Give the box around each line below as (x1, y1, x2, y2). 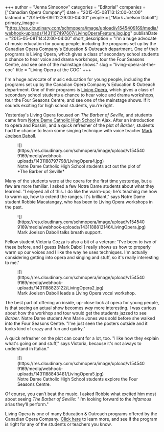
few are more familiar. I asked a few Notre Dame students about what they (5, 183, 155, 189)
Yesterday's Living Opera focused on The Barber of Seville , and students (5, 112, 152, 117)
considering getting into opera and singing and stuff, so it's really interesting (5, 255, 159, 260)
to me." (5, 260, 20, 265)
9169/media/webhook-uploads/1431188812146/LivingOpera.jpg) (17, 224, 146, 230)
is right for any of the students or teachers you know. (5, 421, 112, 427)
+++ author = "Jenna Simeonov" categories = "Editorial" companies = (5, 4, 146, 10)
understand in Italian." (5, 346, 49, 351)
